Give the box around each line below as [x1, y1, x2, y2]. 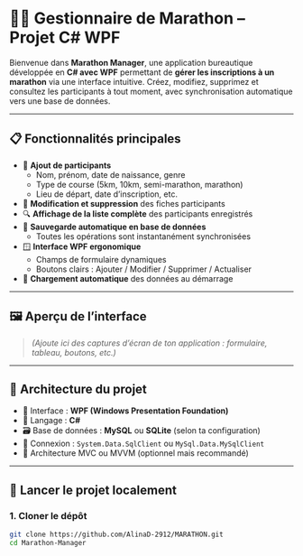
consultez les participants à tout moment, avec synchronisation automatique [9, 86, 293, 97]
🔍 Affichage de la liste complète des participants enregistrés [22, 208, 253, 219]
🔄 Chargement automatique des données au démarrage [22, 273, 234, 283]
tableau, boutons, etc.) [31, 347, 117, 357]
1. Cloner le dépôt [9, 509, 87, 522]
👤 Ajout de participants [22, 160, 112, 171]
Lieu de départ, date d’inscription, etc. [35, 189, 179, 199]
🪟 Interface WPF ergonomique [22, 241, 142, 252]
